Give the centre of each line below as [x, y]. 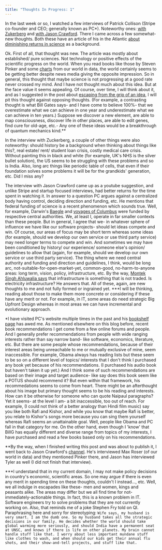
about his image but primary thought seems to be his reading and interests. [80, 390]
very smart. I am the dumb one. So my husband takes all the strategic [79, 517]
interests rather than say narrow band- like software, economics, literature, [80, 339]
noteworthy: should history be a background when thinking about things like [81, 145]
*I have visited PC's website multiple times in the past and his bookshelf [77, 319]
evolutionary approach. [28, 309]
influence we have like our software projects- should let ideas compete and [80, 226]
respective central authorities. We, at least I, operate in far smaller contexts [80, 216]
